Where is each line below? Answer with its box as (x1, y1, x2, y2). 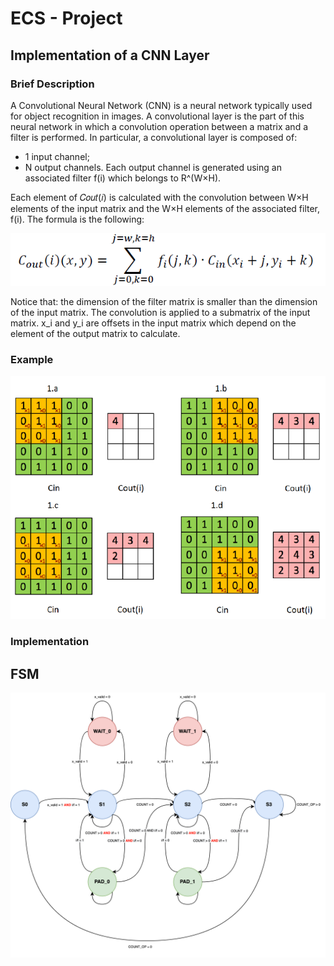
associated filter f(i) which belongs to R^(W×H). (24, 172, 222, 184)
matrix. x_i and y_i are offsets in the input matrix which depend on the (10, 317, 297, 329)
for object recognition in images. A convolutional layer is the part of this (10, 110, 305, 122)
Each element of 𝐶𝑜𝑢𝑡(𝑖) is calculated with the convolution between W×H (10, 191, 309, 203)
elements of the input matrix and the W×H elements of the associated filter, (10, 202, 321, 214)
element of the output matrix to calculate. (10, 327, 181, 339)
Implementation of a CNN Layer (10, 47, 210, 64)
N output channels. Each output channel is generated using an (24, 161, 282, 173)
